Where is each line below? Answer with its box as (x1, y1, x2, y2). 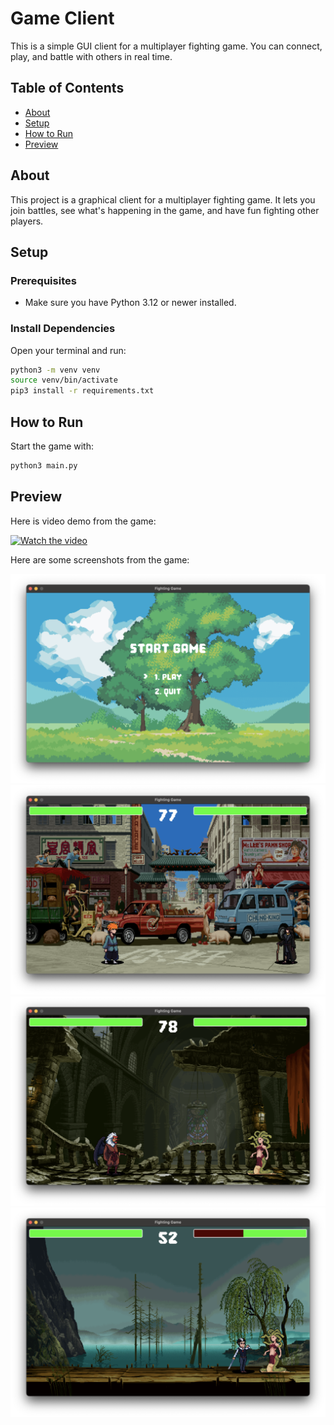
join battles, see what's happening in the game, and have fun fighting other (10, 204, 320, 216)
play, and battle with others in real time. (10, 50, 173, 62)
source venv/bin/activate (10, 375, 118, 386)
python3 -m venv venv (10, 365, 101, 375)
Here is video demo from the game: (10, 515, 157, 527)
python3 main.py (10, 460, 78, 471)
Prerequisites (10, 273, 77, 287)
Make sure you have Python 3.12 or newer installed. (24, 297, 237, 309)
